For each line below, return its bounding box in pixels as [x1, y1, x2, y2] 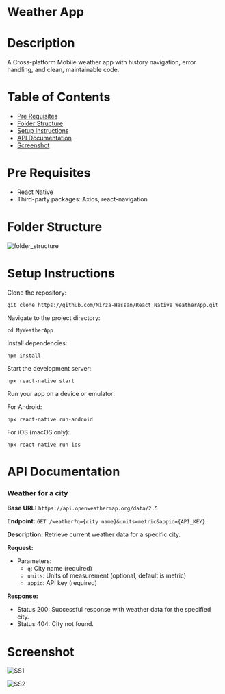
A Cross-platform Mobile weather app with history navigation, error [7, 58, 196, 66]
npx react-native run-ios [7, 441, 81, 448]
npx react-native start [7, 377, 75, 384]
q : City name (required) [27, 565, 92, 573]
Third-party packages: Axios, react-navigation [16, 195, 148, 203]
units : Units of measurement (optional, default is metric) [27, 571, 187, 580]
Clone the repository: [7, 288, 67, 297]
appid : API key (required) [27, 579, 98, 587]
